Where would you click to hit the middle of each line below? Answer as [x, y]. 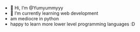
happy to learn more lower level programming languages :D [73, 24]
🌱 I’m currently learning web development [54, 13]
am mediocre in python [34, 19]
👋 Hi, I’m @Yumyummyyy [37, 8]
